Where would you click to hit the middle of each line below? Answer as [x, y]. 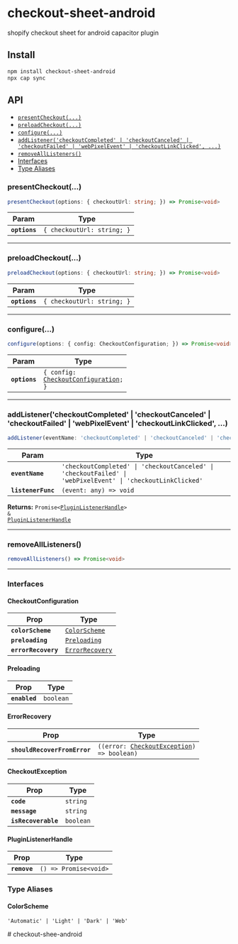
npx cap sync [27, 78]
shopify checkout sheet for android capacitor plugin [83, 33]
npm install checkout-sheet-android [61, 71]
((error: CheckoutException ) [147, 746]
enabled [24, 698]
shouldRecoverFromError [51, 750]
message [24, 811]
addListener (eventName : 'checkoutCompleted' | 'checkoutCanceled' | [110, 438]
